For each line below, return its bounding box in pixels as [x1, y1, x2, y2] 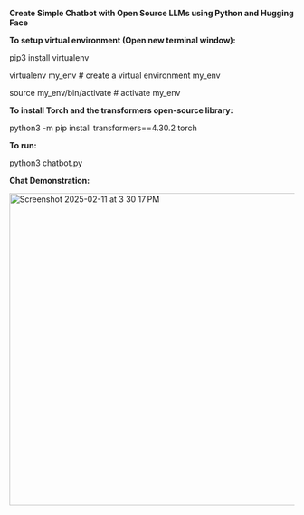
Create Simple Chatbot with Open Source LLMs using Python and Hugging [9, 8, 294, 18]
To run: [9, 140, 37, 150]
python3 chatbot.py [9, 157, 83, 168]
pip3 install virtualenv [9, 52, 90, 62]
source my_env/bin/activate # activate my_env [9, 88, 181, 98]
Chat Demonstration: [9, 176, 90, 186]
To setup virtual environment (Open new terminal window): [9, 35, 236, 45]
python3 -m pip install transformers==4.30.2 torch [9, 122, 197, 133]
